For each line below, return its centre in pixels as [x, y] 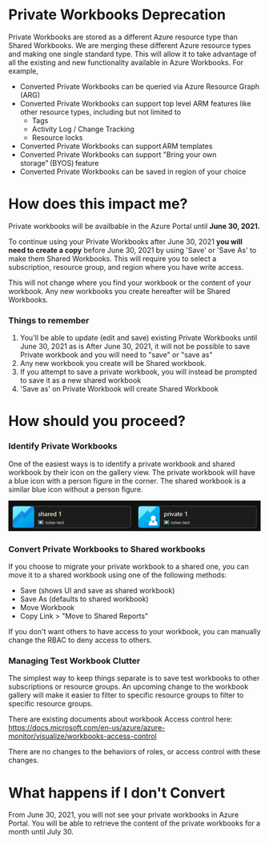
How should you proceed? [97, 421]
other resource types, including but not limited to [100, 112]
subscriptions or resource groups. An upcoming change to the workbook [128, 687]
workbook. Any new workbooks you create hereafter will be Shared [119, 291]
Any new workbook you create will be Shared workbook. [113, 364]
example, [23, 70]
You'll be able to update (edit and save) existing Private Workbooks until [139, 338]
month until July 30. [41, 832]
